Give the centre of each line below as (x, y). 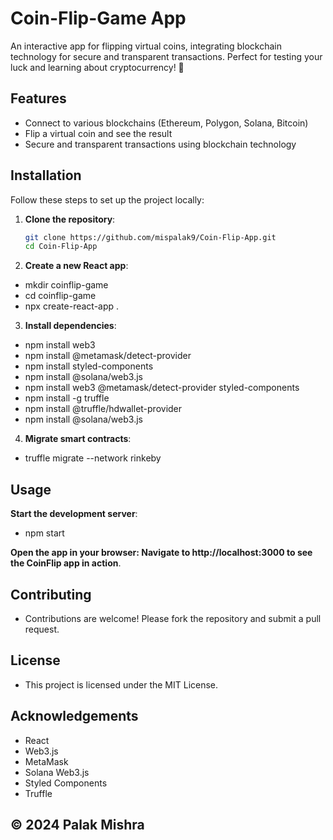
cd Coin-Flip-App (61, 247)
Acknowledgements (74, 716)
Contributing (51, 594)
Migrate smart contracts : (78, 439)
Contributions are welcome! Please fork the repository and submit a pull (173, 618)
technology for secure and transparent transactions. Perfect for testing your (166, 56)
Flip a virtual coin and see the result (98, 133)
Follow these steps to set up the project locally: (107, 199)
